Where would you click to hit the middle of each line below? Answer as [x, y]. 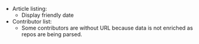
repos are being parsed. [52, 34]
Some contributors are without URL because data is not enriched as [107, 28]
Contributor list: [32, 21]
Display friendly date [48, 15]
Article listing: [29, 9]
